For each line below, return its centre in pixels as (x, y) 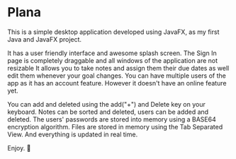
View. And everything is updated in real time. (73, 134)
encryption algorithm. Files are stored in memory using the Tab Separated (115, 126)
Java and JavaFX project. (45, 39)
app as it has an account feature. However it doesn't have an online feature (117, 83)
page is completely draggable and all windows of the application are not (113, 60)
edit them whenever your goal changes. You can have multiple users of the (117, 76)
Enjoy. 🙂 (19, 148)
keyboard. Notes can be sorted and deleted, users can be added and (108, 112)
